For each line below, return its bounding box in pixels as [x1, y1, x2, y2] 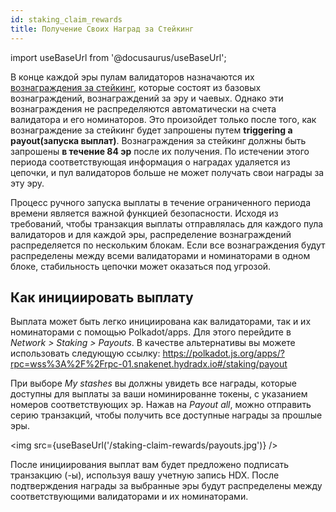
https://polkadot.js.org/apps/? [162, 347, 285, 360]
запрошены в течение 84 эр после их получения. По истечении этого [10, 145, 310, 157]
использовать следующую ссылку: [10, 347, 161, 360]
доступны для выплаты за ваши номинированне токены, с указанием [10, 388, 308, 400]
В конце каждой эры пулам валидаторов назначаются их [10, 71, 255, 83]
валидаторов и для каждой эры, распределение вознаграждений [10, 228, 292, 240]
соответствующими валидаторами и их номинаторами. [10, 491, 249, 503]
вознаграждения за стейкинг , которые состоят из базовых [10, 81, 262, 93]
